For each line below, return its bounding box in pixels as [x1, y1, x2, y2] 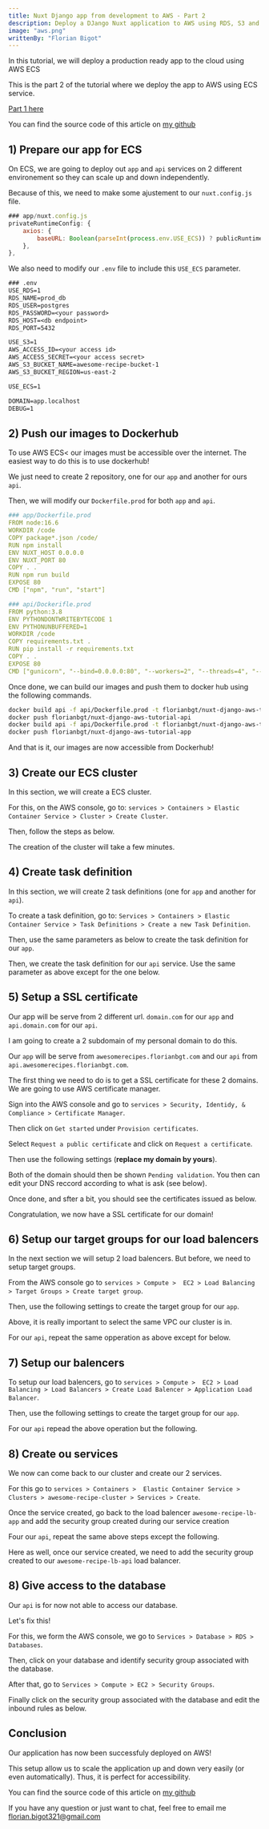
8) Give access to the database [8, 1579, 167, 1593]
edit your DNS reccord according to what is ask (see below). [8, 1178, 207, 1188]
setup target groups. [8, 1262, 76, 1272]
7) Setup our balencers [8, 1356, 125, 1369]
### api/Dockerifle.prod [8, 600, 91, 609]
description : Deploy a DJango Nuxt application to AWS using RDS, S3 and [8, 19, 260, 27]
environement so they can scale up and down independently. [8, 173, 210, 183]
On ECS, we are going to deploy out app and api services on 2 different [8, 164, 243, 174]
